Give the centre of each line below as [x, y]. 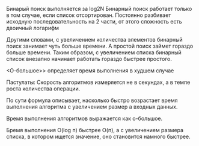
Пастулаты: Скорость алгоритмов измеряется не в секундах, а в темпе [98, 82]
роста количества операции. [43, 89]
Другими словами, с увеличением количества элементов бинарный [95, 40]
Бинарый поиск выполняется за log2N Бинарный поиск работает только [99, 9]
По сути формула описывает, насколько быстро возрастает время [92, 100]
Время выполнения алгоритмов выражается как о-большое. [84, 118]
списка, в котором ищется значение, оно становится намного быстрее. [98, 136]
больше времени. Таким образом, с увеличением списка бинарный [94, 52]
